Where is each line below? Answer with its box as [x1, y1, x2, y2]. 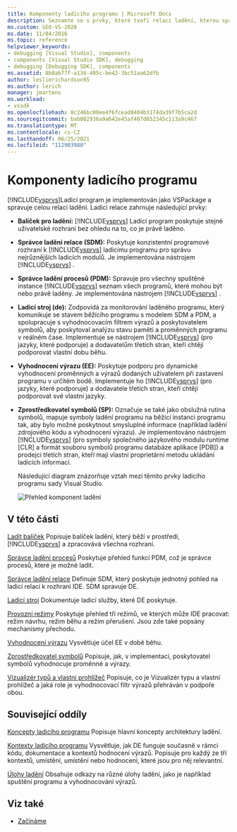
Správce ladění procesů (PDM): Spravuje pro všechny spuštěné [17, 274, 205, 283]
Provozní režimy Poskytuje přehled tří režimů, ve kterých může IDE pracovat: [7, 609, 230, 618]
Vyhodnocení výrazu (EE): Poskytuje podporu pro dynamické [17, 362, 198, 370]
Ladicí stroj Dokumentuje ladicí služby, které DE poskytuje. [7, 595, 178, 604]
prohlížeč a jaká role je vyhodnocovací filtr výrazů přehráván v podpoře [7, 680, 215, 689]
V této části [7, 513, 59, 525]
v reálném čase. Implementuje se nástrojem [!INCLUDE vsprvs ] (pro [17, 333, 213, 341]
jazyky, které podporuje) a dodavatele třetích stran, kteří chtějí [17, 385, 199, 393]
